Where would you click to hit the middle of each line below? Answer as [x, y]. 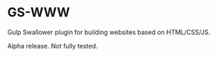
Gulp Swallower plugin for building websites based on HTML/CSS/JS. [109, 32]
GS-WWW [39, 12]
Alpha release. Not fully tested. [53, 46]
